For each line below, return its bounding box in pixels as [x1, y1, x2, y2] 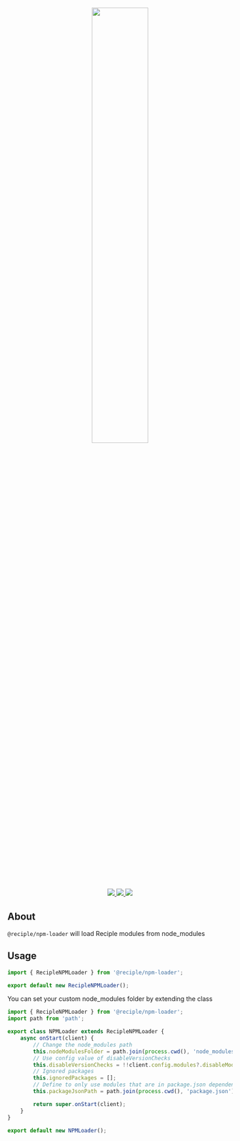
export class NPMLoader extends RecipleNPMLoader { [7, 1028, 164, 1035]
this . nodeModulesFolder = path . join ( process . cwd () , [33, 1047, 191, 1055]
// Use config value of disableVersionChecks [33, 1055, 171, 1062]
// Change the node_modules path [33, 1041, 133, 1048]
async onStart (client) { [20, 1035, 94, 1042]
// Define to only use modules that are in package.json [33, 1081, 206, 1089]
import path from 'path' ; [7, 1015, 84, 1022]
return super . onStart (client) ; [33, 1100, 126, 1107]
